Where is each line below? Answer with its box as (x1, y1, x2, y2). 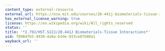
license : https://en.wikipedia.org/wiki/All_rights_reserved (5, 20, 133, 26)
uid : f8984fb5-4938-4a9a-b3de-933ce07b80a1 (5, 34, 96, 39)
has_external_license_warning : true (5, 16, 80, 21)
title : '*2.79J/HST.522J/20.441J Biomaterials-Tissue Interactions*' (5, 30, 151, 34)
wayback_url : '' (5, 39, 38, 44)
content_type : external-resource (5, 7, 74, 12)
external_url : (5, 12, 34, 17)
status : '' (5, 25, 27, 30)
